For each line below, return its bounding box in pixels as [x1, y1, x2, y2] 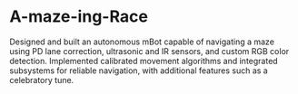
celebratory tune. [9, 74, 74, 85]
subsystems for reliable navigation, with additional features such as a [9, 65, 268, 76]
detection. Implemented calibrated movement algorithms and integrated [9, 55, 279, 66]
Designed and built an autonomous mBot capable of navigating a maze [9, 36, 275, 47]
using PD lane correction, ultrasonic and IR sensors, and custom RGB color [9, 45, 290, 56]
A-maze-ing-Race [9, 6, 148, 27]
